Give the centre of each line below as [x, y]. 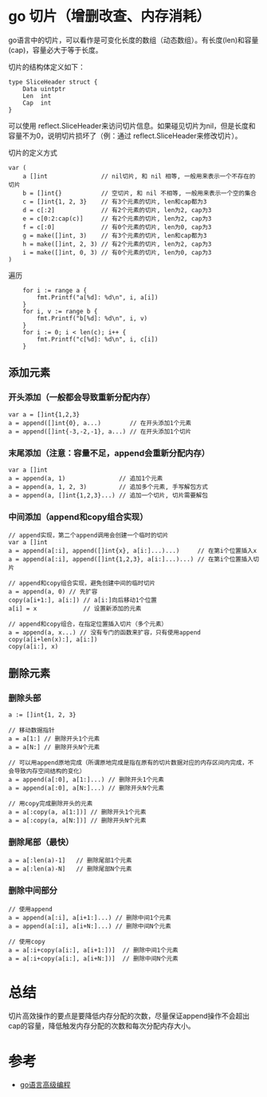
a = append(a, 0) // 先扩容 [53, 592]
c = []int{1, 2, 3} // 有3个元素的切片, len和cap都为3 [115, 201]
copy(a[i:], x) [33, 647]
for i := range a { [55, 290]
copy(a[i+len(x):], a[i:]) [53, 640]
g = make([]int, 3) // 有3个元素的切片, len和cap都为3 [115, 235]
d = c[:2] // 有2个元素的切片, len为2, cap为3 [117, 210]
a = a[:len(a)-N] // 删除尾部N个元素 [70, 869]
